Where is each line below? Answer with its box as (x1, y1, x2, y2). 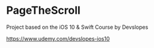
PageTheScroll (6, 4, 81, 17)
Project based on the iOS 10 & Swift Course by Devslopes (6, 23, 149, 31)
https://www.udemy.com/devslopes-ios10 (6, 35, 110, 42)
